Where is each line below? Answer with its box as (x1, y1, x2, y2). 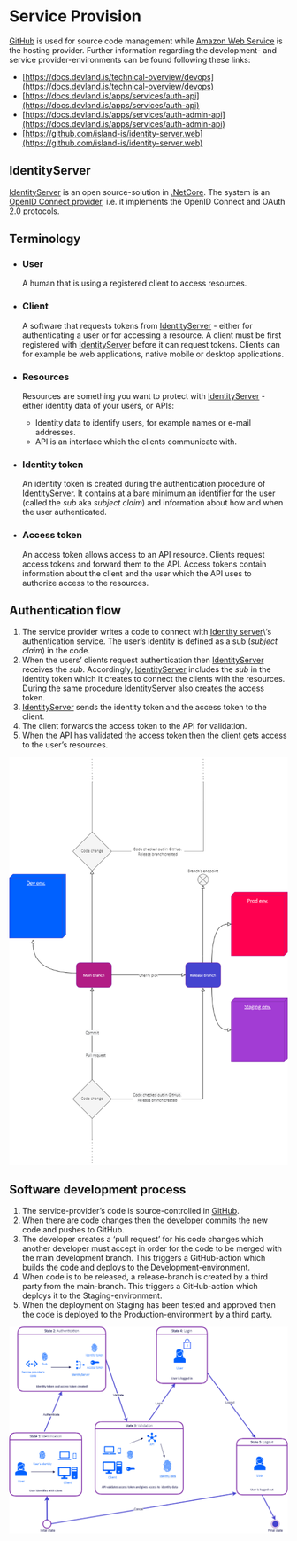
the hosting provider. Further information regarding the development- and (9, 44, 277, 55)
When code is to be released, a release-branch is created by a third (21, 1271, 268, 1282)
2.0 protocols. (9, 206, 60, 216)
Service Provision (9, 6, 141, 27)
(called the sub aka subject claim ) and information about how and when (21, 497, 284, 508)
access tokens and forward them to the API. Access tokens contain (21, 559, 267, 569)
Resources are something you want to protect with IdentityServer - (21, 391, 265, 402)
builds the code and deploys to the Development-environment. (21, 1262, 250, 1273)
